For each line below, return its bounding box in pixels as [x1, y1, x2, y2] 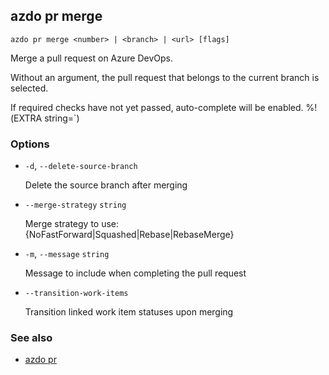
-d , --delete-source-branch [24, 160, 138, 172]
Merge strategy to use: [24, 218, 120, 230]
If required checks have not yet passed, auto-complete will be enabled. [10, 101, 304, 113]
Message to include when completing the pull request [24, 267, 247, 279]
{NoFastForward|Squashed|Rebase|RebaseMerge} [24, 229, 235, 241]
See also [10, 331, 53, 345]
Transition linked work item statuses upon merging [24, 306, 234, 318]
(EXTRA [10, 112, 43, 124]
